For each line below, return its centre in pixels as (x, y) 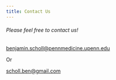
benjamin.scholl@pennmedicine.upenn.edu (58, 48)
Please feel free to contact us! (42, 30)
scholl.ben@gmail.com (34, 71)
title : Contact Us (28, 11)
